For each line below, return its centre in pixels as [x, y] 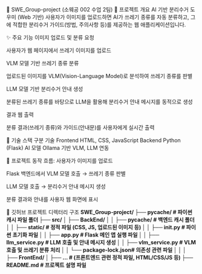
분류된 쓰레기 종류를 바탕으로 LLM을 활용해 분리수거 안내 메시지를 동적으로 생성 [99, 102]
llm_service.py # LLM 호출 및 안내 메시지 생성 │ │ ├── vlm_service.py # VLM [101, 242]
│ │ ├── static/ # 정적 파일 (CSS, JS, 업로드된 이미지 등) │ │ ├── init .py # [96, 227]
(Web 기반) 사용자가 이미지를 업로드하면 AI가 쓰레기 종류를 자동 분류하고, [103, 17]
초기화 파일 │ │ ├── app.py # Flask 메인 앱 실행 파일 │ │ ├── [86, 235]
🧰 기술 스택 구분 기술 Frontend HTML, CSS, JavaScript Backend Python [94, 140]
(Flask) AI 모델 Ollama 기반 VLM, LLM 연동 [58, 148]
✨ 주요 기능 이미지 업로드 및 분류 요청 [50, 38]
